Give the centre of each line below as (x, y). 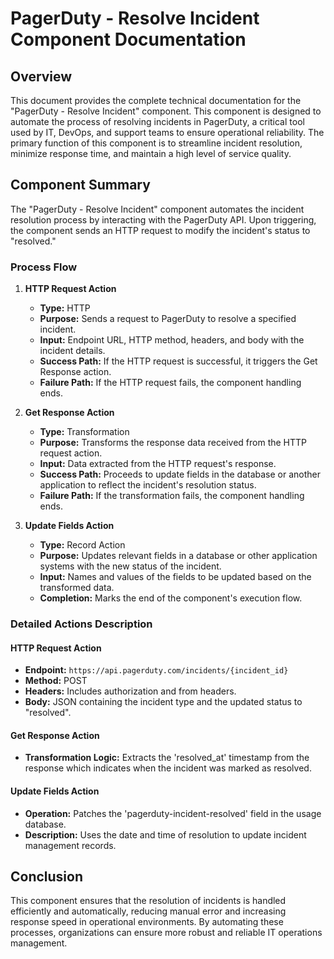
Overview (41, 76)
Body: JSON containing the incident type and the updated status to (163, 702)
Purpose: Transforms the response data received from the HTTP (173, 443)
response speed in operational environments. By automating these (147, 922)
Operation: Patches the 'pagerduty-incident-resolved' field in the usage (173, 813)
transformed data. (77, 588)
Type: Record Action (82, 545)
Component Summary (80, 185)
